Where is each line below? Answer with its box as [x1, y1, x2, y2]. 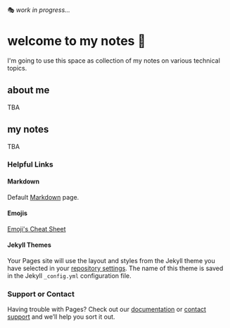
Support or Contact [7, 289, 75, 299]
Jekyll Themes [7, 241, 51, 249]
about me [7, 84, 50, 97]
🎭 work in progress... [7, 6, 70, 14]
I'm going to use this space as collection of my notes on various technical [7, 56, 220, 65]
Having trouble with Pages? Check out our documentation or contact [7, 305, 206, 314]
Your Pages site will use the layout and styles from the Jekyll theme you [7, 257, 216, 265]
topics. [7, 63, 27, 72]
